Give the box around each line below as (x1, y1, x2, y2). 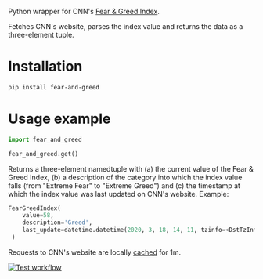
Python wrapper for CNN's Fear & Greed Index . (8, 7, 160, 16)
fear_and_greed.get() (8, 150, 79, 158)
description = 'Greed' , (22, 219, 92, 226)
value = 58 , (22, 212, 55, 219)
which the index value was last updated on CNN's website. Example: (8, 189, 229, 198)
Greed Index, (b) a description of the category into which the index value (8, 172, 243, 182)
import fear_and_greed (8, 136, 82, 143)
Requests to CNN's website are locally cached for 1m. (8, 247, 182, 257)
